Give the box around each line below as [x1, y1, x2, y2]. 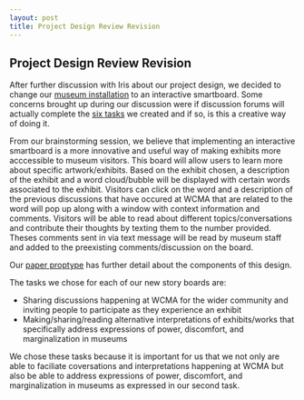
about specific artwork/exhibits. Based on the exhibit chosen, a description [9, 165, 290, 175]
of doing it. [9, 118, 50, 129]
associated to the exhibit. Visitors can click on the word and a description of [9, 184, 293, 195]
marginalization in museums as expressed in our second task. [9, 380, 240, 391]
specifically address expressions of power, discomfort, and [22, 324, 244, 335]
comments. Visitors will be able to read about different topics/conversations [9, 213, 293, 224]
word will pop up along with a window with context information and [9, 204, 260, 215]
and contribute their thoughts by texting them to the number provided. [9, 223, 271, 234]
